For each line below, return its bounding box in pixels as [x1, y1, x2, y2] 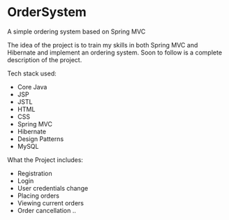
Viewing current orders [17, 198, 84, 207]
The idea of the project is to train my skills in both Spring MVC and [7, 41, 198, 49]
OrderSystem [7, 4, 87, 20]
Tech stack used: [7, 69, 57, 78]
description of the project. [7, 55, 82, 64]
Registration [17, 169, 52, 177]
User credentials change [17, 184, 89, 192]
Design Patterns [17, 134, 64, 143]
